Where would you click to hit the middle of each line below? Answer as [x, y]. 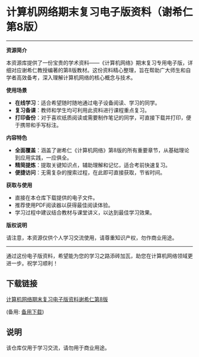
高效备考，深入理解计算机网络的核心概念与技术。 [76, 77]
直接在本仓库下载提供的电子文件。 [56, 197]
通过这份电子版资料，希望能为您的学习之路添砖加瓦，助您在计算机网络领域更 [99, 256]
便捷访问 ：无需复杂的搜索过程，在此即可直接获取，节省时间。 [90, 172]
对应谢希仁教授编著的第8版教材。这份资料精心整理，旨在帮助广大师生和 [98, 70]
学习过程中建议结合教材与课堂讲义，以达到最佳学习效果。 [85, 212]
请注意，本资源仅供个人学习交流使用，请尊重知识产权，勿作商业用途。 [92, 237]
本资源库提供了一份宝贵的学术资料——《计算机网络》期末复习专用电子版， [97, 62]
